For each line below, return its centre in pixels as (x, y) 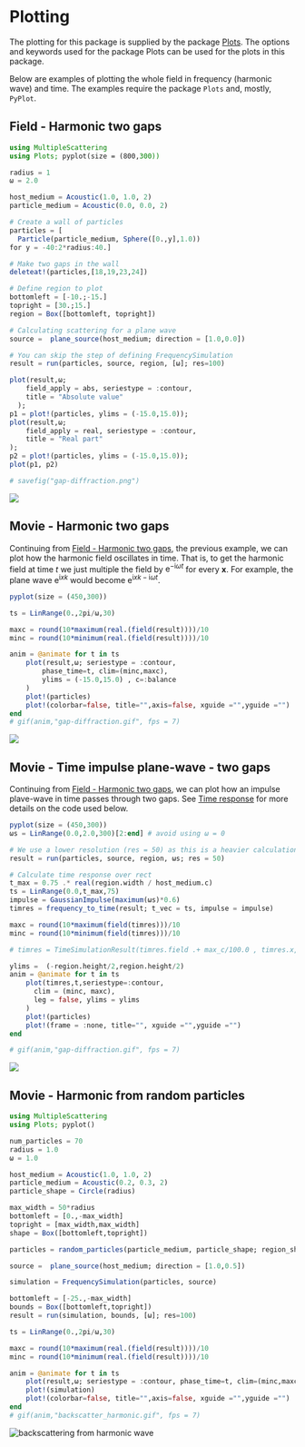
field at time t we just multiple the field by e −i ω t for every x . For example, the (151, 568)
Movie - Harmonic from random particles (127, 1095)
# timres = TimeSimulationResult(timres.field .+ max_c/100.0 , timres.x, (154, 950)
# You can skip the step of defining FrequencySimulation (121, 355)
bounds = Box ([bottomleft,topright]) (81, 1307)
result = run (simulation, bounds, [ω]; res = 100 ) (103, 1315)
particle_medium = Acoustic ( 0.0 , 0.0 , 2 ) (89, 206)
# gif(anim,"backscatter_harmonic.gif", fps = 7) (105, 1415)
